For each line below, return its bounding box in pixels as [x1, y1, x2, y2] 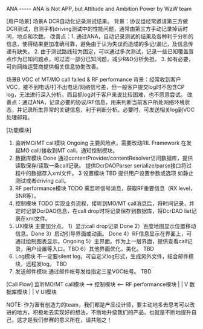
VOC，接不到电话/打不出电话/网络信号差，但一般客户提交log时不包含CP [6, 83, 185, 90]
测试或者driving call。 [14, 177, 69, 184]
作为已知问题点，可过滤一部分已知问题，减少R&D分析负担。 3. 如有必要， [11, 56, 195, 62]
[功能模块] [6, 126, 32, 134]
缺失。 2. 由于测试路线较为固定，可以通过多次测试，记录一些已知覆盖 [16, 48, 189, 55]
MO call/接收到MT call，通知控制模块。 [20, 147, 118, 154]
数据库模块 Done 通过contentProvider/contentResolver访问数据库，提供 [14, 154, 193, 161]
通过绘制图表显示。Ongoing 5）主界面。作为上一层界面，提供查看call [14, 238, 188, 244]
